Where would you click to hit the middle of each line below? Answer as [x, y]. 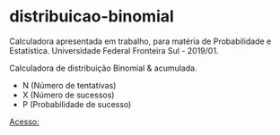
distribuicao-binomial [92, 17]
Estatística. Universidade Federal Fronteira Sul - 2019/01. [114, 50]
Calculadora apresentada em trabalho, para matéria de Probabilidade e [140, 41]
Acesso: [25, 122]
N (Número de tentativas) [69, 85]
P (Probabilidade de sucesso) [77, 104]
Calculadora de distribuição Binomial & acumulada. [103, 68]
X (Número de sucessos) [68, 95]
